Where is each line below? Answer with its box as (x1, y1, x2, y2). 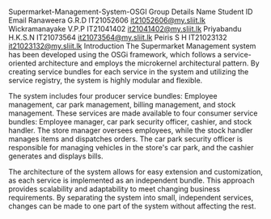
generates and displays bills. (8, 151, 104, 161)
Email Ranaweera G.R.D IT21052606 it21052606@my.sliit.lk (8, 15, 206, 25)
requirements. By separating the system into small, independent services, (8, 193, 254, 202)
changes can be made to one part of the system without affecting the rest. (8, 201, 256, 211)
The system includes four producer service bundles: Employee (8, 91, 218, 100)
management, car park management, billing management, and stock (8, 100, 236, 109)
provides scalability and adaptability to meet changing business (8, 184, 221, 193)
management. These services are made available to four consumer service (8, 108, 258, 118)
